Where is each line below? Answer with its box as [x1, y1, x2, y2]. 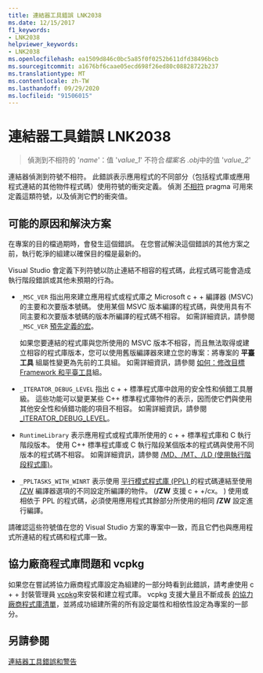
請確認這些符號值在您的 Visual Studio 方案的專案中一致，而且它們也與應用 [8, 522, 247, 532]
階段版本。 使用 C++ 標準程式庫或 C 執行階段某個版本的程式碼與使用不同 [19, 440, 254, 449]
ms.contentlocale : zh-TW [8, 77, 89, 85]
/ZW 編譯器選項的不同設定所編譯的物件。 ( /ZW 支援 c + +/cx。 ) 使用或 [19, 486, 249, 495]
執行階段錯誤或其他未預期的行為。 [8, 275, 118, 285]
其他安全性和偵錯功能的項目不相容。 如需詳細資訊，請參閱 [19, 404, 207, 413]
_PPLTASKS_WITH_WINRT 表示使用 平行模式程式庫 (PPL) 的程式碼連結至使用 [19, 476, 253, 486]
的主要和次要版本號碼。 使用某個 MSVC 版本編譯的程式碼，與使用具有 [19, 302, 245, 311]
